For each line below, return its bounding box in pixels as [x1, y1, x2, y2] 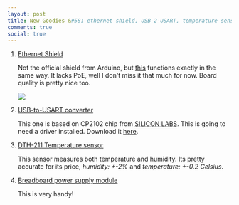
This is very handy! [17, 190, 74, 199]
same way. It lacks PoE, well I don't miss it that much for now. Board [17, 71, 217, 80]
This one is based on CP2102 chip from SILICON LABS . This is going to [17, 120, 226, 128]
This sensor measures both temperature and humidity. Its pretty [17, 154, 205, 164]
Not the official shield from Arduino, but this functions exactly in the [17, 63, 216, 72]
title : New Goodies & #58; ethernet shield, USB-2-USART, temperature [7, 17, 218, 24]
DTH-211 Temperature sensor [17, 141, 104, 149]
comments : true [7, 23, 53, 31]
